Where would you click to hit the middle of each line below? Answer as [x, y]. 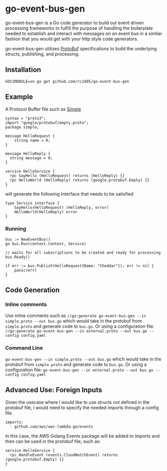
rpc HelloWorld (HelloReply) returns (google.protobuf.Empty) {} [80, 180]
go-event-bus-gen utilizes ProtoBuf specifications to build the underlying [81, 48]
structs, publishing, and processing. [42, 54]
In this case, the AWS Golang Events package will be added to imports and [82, 436]
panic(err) [26, 270]
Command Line [24, 348]
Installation [23, 70]
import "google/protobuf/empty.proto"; [47, 123]
